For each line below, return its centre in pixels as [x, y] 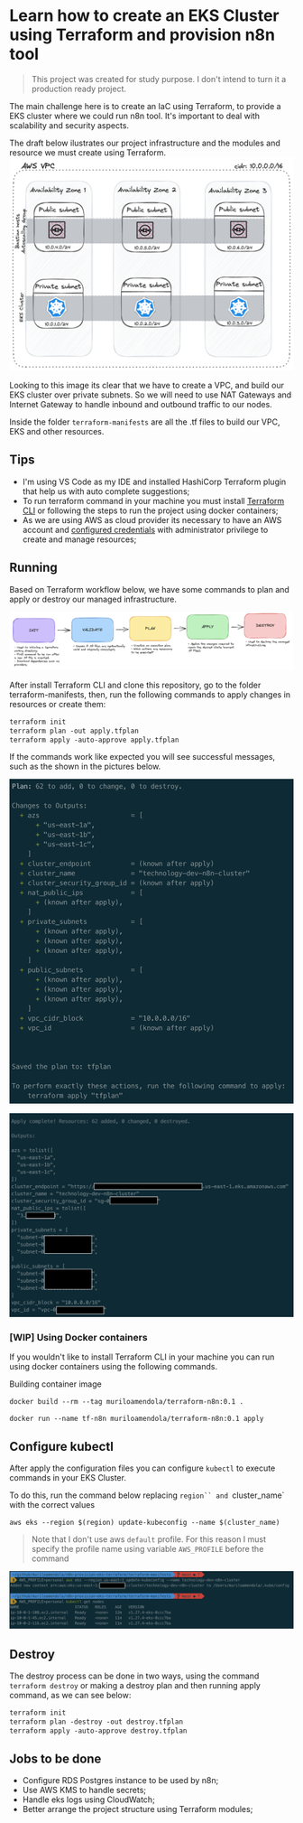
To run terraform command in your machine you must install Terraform [153, 500]
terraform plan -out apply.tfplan [74, 731]
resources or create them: [58, 705]
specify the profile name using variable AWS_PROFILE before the [147, 1548]
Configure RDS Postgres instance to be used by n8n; [120, 1780]
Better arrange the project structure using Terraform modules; [138, 1809]
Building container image [55, 1384]
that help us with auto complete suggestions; [106, 491]
